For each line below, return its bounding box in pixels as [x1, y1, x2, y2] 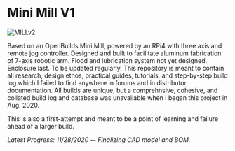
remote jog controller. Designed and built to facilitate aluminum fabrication [7, 49, 222, 57]
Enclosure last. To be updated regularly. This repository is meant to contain [7, 64, 224, 72]
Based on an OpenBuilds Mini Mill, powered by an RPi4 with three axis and [7, 41, 222, 50]
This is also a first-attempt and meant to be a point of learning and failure [7, 114, 219, 123]
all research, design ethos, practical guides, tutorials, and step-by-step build [7, 71, 228, 80]
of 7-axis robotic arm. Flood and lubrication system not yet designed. [7, 56, 208, 64]
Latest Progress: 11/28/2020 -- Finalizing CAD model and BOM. [7, 135, 191, 144]
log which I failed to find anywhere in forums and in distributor [7, 78, 187, 87]
